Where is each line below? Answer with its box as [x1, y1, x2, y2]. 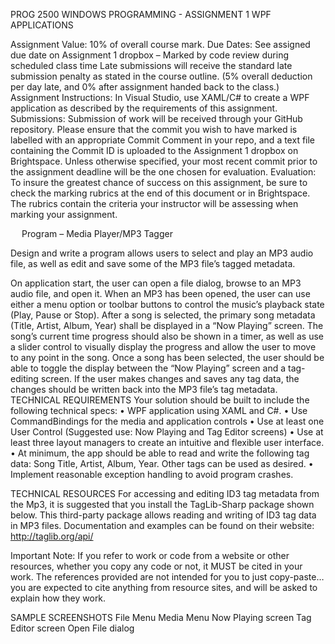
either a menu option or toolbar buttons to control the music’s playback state [10, 299, 325, 310]
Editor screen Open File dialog [10, 622, 135, 634]
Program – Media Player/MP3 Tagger [21, 228, 173, 239]
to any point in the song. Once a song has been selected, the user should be [10, 352, 325, 363]
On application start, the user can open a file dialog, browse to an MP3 [10, 277, 302, 289]
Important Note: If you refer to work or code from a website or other [10, 550, 290, 561]
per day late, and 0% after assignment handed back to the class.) [10, 81, 280, 93]
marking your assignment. [10, 209, 118, 220]
